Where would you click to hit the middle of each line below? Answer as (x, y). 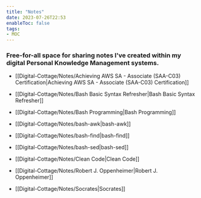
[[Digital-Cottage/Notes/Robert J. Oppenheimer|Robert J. (86, 171)
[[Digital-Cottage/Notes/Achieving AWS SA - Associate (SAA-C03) (98, 76)
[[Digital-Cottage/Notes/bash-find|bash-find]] (72, 136)
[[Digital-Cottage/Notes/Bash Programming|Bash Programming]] (95, 112)
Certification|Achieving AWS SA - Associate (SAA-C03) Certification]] (102, 83)
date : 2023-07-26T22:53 (36, 18)
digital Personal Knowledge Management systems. (83, 63)
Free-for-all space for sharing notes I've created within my (94, 56)
